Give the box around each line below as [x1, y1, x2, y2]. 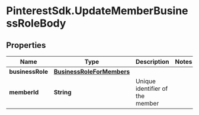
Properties [6, 40, 46, 50]
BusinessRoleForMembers [53, 68, 130, 75]
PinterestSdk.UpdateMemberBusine [6, 4, 188, 18]
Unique [135, 77, 156, 85]
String [53, 88, 72, 96]
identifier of [135, 84, 168, 93]
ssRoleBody [6, 17, 66, 30]
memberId [9, 88, 39, 96]
